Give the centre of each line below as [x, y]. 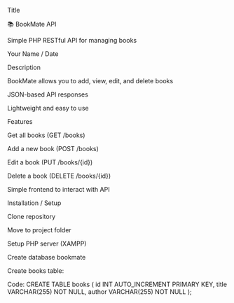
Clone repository [32, 217]
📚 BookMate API [32, 24]
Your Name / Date [33, 54]
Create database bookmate [47, 257]
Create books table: [36, 271]
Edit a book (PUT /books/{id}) [50, 162]
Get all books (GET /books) [46, 135]
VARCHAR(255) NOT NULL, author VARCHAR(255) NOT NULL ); [99, 292]
